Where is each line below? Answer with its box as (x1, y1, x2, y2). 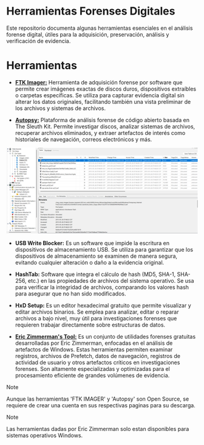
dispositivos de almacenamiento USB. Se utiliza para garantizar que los (15, 246, 193, 253)
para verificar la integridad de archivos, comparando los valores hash (15, 283, 189, 291)
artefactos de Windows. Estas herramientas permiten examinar (15, 345, 173, 353)
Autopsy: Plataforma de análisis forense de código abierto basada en (15, 116, 190, 123)
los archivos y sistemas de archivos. (15, 105, 106, 112)
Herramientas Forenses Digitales (6, 4, 175, 18)
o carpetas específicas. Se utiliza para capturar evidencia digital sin (15, 91, 185, 98)
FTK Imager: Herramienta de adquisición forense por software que (15, 78, 183, 86)
